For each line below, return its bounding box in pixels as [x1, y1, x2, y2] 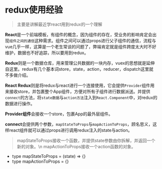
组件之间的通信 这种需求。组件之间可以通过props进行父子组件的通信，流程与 [9, 37, 156, 44]
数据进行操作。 [5, 100, 35, 107]
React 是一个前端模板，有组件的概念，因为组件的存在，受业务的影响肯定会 [5, 31, 152, 37]
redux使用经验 [5, 4, 63, 15]
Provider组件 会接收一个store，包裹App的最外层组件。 [5, 111, 113, 117]
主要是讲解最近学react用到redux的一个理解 [16, 21, 103, 27]
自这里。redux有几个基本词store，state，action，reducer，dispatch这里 [5, 66, 149, 72]
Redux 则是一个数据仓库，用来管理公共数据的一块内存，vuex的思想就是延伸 [5, 60, 155, 66]
